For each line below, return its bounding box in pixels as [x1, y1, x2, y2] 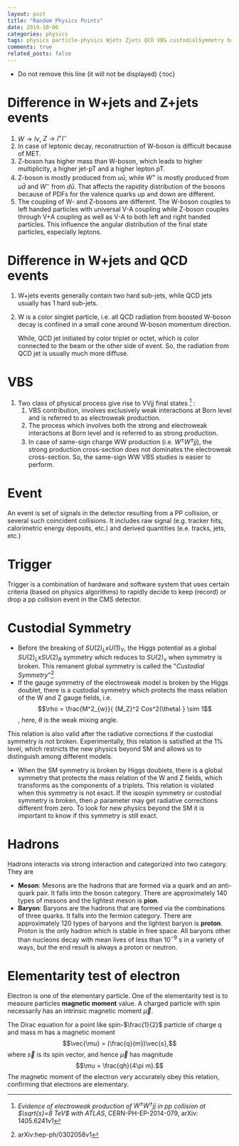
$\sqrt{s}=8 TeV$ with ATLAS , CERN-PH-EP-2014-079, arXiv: [17, 1109, 198, 1118]
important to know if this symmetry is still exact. [17, 811, 159, 820]
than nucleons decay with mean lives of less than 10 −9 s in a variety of [17, 934, 225, 944]
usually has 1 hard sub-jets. [17, 298, 98, 307]
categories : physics [7, 30, 69, 38]
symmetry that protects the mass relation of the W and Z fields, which [17, 774, 223, 782]
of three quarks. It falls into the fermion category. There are [17, 911, 192, 920]
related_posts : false [7, 51, 72, 58]
